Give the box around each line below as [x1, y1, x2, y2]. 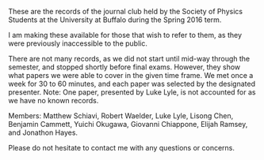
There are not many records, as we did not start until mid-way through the [8, 54, 251, 63]
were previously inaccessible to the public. [8, 39, 148, 48]
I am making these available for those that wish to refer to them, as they [8, 31, 243, 39]
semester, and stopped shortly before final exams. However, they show [8, 62, 241, 72]
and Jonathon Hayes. [8, 128, 78, 137]
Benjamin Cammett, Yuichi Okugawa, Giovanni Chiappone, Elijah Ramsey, [8, 120, 248, 128]
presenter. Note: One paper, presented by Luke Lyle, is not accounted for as [8, 87, 256, 97]
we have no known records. [8, 96, 99, 105]
